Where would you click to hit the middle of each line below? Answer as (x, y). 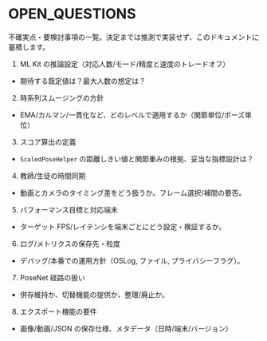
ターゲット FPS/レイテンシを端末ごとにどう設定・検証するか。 (123, 226)
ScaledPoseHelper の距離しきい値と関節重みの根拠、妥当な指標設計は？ (137, 159)
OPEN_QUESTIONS (72, 14)
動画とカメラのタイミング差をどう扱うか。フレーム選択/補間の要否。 (133, 192)
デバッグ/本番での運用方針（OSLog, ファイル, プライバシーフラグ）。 (132, 260)
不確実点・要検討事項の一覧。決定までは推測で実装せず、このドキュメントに (134, 37)
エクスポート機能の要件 (58, 311)
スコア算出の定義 (48, 141)
